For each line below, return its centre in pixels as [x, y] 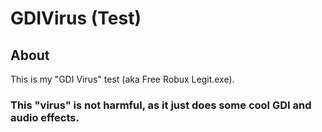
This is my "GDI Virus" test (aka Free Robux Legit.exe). [122, 79]
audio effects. [45, 117]
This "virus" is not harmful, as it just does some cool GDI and [161, 105]
